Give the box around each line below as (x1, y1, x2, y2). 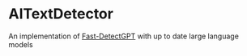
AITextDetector (8, 5, 113, 23)
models (8, 39, 34, 49)
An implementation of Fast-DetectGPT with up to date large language (8, 31, 239, 41)
